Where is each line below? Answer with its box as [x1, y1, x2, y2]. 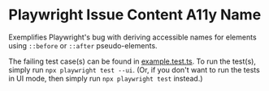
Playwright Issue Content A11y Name [8, 6, 262, 24]
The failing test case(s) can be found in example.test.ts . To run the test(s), [8, 56, 256, 66]
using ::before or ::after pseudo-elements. [8, 40, 158, 50]
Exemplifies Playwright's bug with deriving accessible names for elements [8, 32, 258, 42]
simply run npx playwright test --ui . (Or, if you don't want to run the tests [8, 64, 260, 74]
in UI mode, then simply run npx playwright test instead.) [8, 73, 203, 83]
